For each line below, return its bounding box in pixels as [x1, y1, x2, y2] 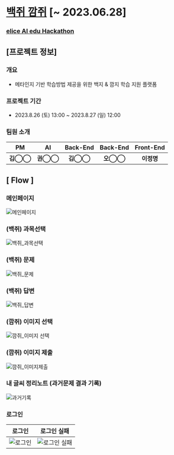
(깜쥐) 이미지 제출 [6, 348, 53, 357]
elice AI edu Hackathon [6, 27, 75, 36]
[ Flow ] [6, 175, 34, 185]
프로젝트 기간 [6, 97, 41, 105]
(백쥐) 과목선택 [6, 225, 46, 233]
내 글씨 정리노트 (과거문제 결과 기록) [6, 379, 102, 387]
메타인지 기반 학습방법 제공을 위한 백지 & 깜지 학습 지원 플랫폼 [14, 81, 157, 88]
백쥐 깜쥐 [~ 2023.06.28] [6, 5, 127, 19]
